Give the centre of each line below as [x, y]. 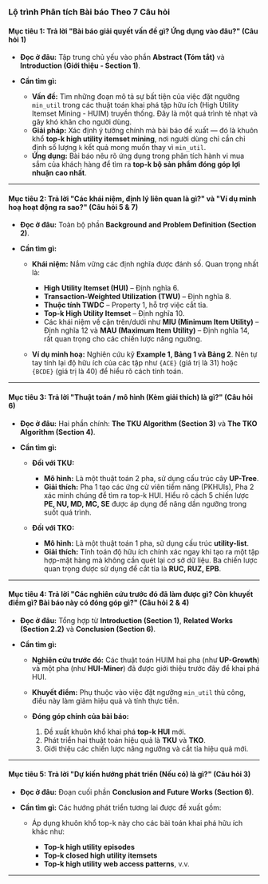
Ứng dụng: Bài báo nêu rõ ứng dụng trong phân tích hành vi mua [138, 156]
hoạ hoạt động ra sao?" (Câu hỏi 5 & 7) [73, 207]
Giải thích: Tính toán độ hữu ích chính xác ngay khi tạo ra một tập [152, 551]
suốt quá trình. [67, 512]
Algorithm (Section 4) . [57, 432]
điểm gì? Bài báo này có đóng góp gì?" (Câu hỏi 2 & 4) [99, 603]
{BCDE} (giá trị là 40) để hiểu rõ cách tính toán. [107, 371]
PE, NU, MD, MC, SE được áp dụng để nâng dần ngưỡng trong [145, 503]
